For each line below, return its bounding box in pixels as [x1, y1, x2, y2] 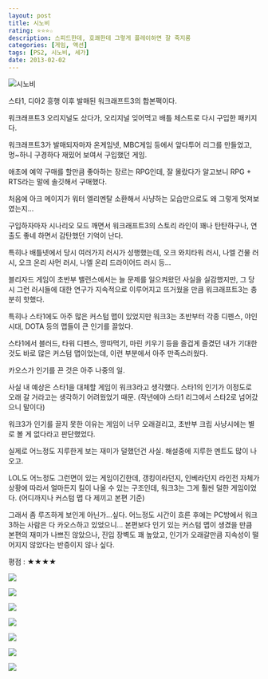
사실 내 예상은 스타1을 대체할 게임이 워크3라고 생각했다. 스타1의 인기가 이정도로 [8, 382, 253, 392]
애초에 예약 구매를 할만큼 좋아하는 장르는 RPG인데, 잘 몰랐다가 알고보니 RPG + [8, 167, 251, 176]
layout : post [8, 11, 52, 20]
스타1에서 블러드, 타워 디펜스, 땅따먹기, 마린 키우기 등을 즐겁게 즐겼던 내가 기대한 [8, 338, 258, 348]
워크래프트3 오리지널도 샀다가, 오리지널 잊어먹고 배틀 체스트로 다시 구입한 [8, 113, 237, 122]
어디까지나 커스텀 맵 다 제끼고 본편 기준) [21, 492, 145, 503]
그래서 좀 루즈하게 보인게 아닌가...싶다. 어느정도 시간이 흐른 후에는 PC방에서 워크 [8, 510, 258, 519]
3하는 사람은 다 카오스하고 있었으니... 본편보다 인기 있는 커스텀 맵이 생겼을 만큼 [8, 519, 253, 529]
